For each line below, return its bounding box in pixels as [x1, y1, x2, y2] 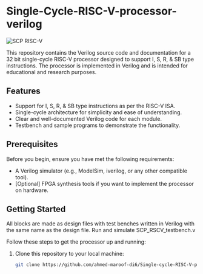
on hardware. [15, 187, 48, 194]
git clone [15, 262, 41, 268]
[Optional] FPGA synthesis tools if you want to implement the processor [15, 180, 194, 187]
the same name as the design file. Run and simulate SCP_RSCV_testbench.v [6, 227, 196, 234]
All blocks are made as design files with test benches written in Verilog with [6, 220, 195, 227]
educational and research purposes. [6, 68, 97, 75]
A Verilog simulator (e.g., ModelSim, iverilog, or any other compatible [15, 167, 188, 174]
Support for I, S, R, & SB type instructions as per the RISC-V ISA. [15, 102, 176, 109]
